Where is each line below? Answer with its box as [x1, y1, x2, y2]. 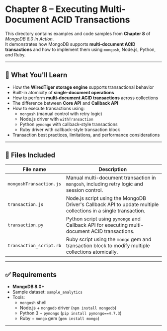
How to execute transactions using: [12, 105, 85, 111]
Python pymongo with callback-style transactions [19, 121, 118, 127]
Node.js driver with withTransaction [19, 116, 93, 122]
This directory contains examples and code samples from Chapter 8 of [5, 30, 151, 36]
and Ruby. [5, 51, 26, 58]
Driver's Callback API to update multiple [66, 201, 159, 208]
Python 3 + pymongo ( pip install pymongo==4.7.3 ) [19, 310, 122, 316]
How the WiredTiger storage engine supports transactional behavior [12, 84, 154, 90]
